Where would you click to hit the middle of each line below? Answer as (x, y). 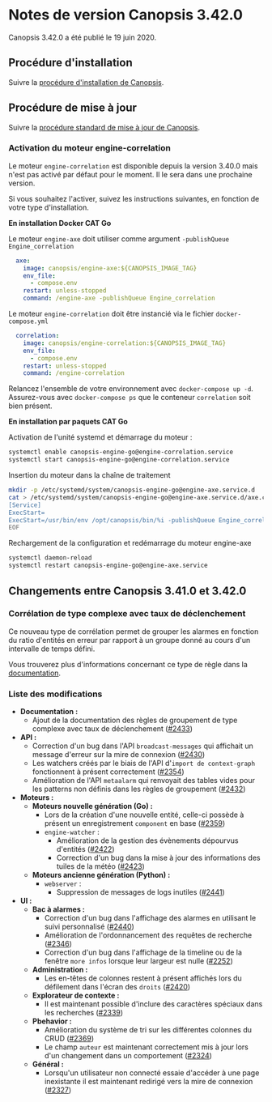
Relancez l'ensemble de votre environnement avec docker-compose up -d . (131, 389)
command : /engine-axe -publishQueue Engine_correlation (119, 298)
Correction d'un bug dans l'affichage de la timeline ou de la (143, 952)
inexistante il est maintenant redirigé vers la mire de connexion (149, 1082)
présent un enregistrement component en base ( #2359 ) (135, 823)
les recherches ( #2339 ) (84, 1013)
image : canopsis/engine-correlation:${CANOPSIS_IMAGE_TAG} (125, 343)
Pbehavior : (52, 1021)
